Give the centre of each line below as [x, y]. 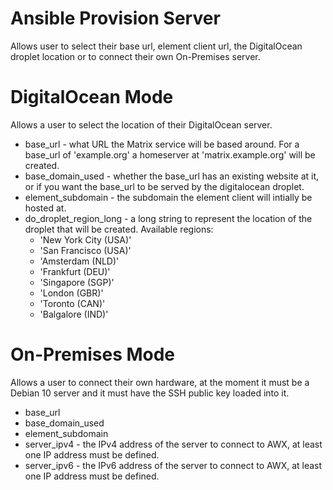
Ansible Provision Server [115, 18]
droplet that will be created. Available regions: [119, 229]
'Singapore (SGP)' [77, 282]
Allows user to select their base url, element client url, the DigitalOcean [156, 46]
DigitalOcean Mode [92, 97]
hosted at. [45, 208]
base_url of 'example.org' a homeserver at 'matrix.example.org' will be [170, 154]
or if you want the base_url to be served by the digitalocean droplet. [164, 186]
